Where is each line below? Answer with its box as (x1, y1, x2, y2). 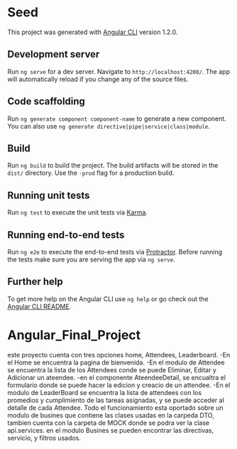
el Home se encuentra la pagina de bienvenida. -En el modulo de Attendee (7, 358, 225, 367)
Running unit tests (7, 189, 90, 201)
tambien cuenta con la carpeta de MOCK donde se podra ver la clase (7, 418, 210, 427)
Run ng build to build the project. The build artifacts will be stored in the (7, 161, 219, 170)
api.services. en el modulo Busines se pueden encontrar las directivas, (7, 426, 214, 434)
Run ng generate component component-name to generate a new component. (7, 114, 227, 123)
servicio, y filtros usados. (7, 433, 82, 442)
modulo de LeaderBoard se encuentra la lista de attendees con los (7, 388, 202, 396)
